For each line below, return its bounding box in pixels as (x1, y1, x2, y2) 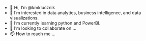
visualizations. (9, 15, 39, 20)
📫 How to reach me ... (9, 31, 56, 37)
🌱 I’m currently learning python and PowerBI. (9, 20, 101, 26)
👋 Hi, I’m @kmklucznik (9, 5, 55, 10)
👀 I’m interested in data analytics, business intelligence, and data (9, 10, 141, 16)
